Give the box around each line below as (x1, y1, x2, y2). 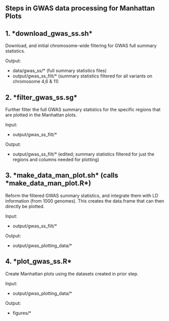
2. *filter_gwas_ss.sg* (5, 93, 77, 102)
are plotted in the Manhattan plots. (5, 112, 77, 118)
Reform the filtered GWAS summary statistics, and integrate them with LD (5, 192, 158, 198)
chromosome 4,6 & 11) (12, 78, 59, 85)
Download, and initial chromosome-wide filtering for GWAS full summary (5, 43, 157, 49)
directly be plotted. (5, 203, 45, 209)
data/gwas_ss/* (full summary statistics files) (12, 68, 107, 74)
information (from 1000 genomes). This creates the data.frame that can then (5, 197, 164, 204)
